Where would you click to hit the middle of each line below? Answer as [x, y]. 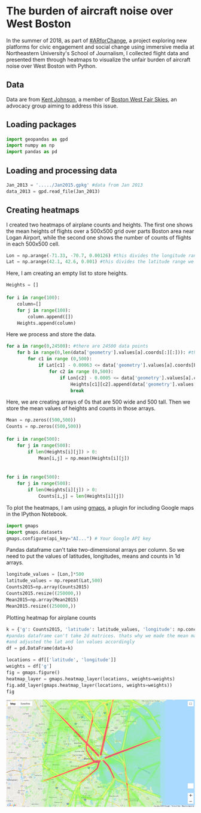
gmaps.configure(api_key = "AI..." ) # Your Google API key [79, 539]
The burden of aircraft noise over [90, 11]
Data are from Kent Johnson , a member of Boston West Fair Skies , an [92, 99]
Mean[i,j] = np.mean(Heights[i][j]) [84, 458]
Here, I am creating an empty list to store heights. [67, 273]
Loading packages [41, 125]
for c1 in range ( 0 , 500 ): [60, 359]
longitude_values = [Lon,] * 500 [45, 575]
